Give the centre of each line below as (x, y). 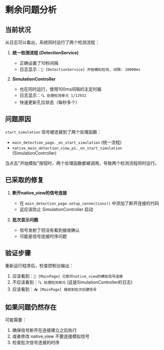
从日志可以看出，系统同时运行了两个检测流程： (52, 42)
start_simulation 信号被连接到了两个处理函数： (53, 132)
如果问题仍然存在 (31, 307)
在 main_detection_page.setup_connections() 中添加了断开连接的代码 (89, 203)
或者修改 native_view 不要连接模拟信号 (51, 336)
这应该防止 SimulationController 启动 (56, 209)
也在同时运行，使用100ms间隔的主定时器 (60, 89)
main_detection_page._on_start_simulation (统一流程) (67, 142)
